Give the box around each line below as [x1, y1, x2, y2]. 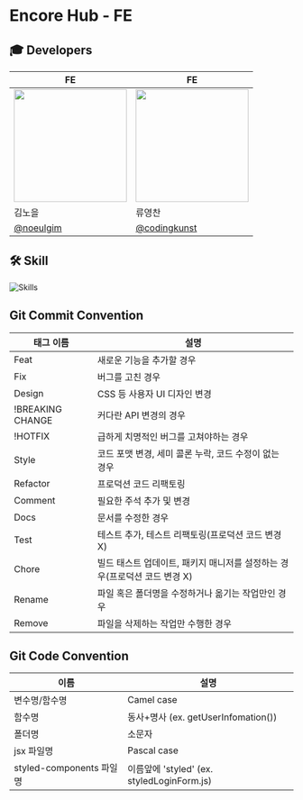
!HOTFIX [14, 430, 50, 442]
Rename [14, 593, 50, 605]
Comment [14, 494, 56, 506]
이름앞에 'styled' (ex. [127, 763, 214, 776]
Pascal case [127, 744, 179, 757]
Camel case [127, 694, 178, 706]
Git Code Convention [9, 649, 129, 664]
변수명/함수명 [14, 695, 68, 707]
